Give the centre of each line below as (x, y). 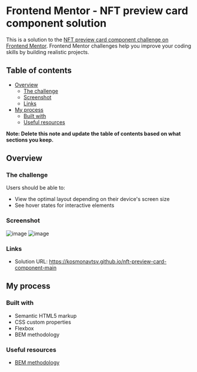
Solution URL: (31, 262)
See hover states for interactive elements (64, 205)
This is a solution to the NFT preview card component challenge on (87, 39)
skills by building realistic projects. (48, 52)
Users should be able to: (36, 188)
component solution (56, 23)
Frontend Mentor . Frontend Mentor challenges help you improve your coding (99, 46)
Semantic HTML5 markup (46, 316)
